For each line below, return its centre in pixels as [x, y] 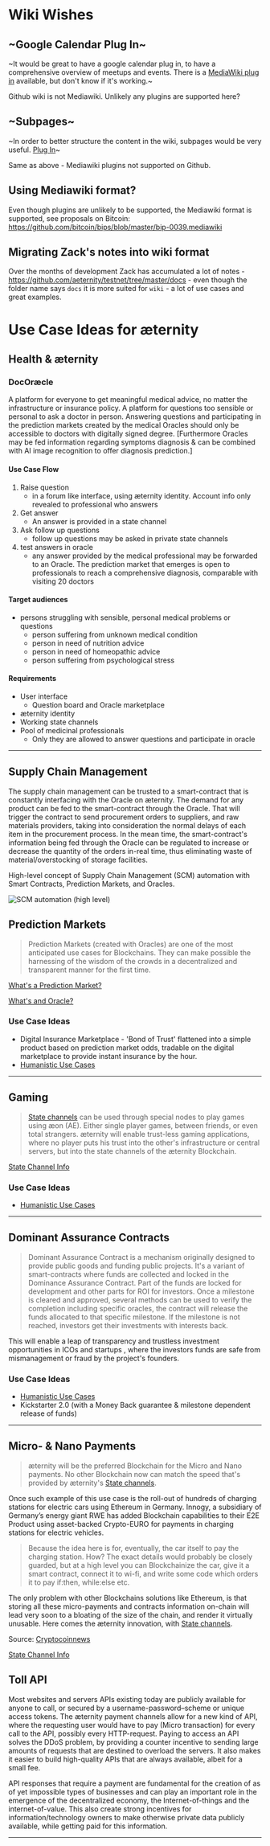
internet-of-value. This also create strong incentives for [100, 1809]
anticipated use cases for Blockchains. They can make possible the [139, 952]
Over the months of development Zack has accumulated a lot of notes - [127, 272]
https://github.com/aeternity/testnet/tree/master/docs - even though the [128, 280]
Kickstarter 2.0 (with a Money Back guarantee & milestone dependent [135, 1405]
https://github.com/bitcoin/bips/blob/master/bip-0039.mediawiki [115, 227]
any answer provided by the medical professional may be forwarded [145, 556]
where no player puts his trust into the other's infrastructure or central [143, 1142]
